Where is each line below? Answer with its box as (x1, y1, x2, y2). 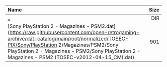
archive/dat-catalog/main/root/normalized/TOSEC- (7, 35, 129, 42)
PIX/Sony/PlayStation (7, 42, 57, 48)
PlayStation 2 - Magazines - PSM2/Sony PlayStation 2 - (7, 48, 141, 54)
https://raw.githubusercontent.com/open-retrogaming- (9, 29, 140, 36)
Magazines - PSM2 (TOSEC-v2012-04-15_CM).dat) (7, 54, 135, 61)
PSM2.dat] (90, 23, 116, 29)
